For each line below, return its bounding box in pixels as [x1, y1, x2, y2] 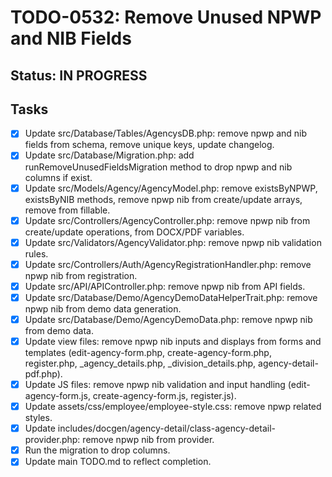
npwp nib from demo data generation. [24, 302, 182, 315]
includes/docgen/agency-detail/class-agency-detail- [57, 422, 276, 435]
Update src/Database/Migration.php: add [24, 149, 195, 161]
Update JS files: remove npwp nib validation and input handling [24, 379, 286, 391]
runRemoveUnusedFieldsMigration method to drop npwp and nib [24, 161, 293, 173]
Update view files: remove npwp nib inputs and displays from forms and [24, 335, 322, 347]
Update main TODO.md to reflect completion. [24, 456, 212, 468]
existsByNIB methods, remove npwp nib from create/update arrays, [24, 193, 303, 205]
